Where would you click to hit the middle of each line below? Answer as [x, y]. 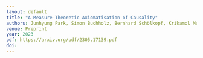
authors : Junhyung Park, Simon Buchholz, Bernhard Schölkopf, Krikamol [98, 23]
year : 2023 [20, 34]
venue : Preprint [27, 29]
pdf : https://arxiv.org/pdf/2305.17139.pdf [62, 40]
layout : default [27, 12]
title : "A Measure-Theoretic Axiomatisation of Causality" [82, 18]
